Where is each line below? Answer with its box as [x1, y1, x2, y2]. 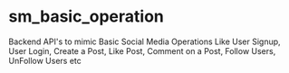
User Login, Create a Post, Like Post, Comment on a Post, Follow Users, [8, 45, 276, 56]
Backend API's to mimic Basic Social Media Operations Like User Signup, [8, 36, 282, 47]
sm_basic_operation [8, 6, 164, 27]
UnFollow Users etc [8, 55, 82, 66]
